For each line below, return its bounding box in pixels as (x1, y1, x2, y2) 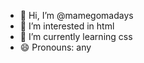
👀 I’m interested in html (19, 20, 115, 32)
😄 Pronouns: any (19, 41, 92, 53)
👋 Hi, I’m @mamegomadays (19, 10, 134, 21)
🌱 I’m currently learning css (19, 31, 133, 42)
